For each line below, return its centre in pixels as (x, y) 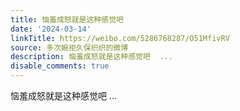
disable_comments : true (60, 66)
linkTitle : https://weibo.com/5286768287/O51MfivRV (120, 38)
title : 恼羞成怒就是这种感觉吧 (67, 19)
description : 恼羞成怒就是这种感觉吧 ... (91, 57)
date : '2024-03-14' (51, 29)
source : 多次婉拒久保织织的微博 (69, 47)
